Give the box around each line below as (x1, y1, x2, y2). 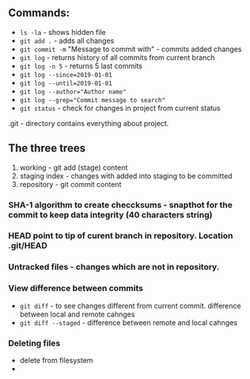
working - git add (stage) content (19, 163, 128, 172)
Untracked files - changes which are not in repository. (8, 262, 220, 273)
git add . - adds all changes (19, 36, 115, 45)
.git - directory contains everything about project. (8, 118, 169, 128)
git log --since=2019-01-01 (19, 71, 112, 78)
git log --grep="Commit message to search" (19, 96, 166, 104)
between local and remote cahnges (19, 309, 135, 319)
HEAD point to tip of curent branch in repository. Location (8, 230, 233, 241)
